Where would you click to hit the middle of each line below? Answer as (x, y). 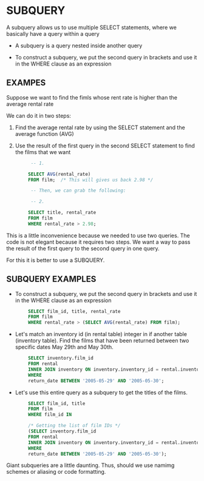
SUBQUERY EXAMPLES (51, 279)
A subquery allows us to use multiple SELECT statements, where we (92, 27)
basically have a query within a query (53, 33)
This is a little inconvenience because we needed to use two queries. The (98, 235)
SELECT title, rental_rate (62, 213)
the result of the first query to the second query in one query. (83, 248)
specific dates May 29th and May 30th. (64, 347)
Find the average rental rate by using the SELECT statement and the (100, 127)
